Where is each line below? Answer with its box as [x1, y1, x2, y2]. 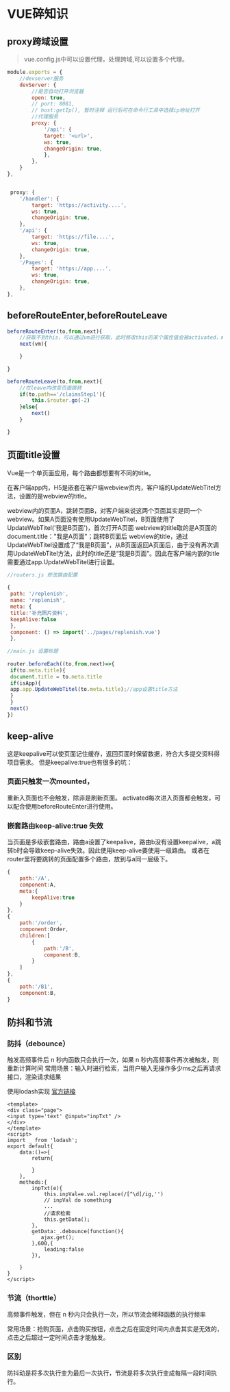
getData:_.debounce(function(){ [31, 1228, 125, 1235]
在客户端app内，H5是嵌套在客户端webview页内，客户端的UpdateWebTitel [7, 483, 216, 492]
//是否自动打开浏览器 [31, 88, 84, 94]
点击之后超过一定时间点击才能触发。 [7, 1333, 110, 1341]
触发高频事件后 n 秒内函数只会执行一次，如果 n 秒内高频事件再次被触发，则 [7, 1056, 219, 1064]
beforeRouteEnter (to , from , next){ [7, 328, 103, 335]
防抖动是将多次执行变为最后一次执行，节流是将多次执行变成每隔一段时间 [7, 1369, 211, 1377]
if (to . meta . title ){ [10, 667, 66, 674]
